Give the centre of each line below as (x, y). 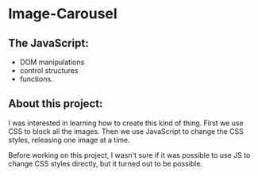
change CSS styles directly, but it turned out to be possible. (106, 163)
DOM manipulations (52, 62)
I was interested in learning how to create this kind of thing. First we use (126, 123)
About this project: (56, 104)
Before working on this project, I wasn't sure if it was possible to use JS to (129, 155)
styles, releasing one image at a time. (69, 140)
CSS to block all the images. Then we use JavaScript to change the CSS (126, 131)
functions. (36, 79)
